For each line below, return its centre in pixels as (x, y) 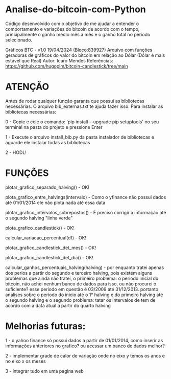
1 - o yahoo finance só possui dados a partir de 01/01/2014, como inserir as (84, 340)
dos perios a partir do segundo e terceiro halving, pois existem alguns (79, 273)
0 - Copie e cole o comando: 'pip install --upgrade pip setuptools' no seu (82, 122)
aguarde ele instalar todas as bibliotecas (48, 142)
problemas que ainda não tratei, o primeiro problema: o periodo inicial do (82, 278)
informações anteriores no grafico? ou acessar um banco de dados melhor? (85, 346)
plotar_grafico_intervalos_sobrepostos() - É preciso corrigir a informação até (86, 212)
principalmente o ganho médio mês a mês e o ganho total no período (78, 34)
